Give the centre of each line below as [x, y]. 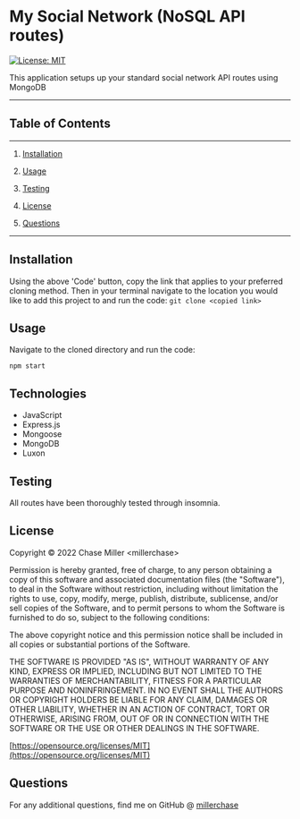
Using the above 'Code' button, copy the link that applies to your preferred [146, 281]
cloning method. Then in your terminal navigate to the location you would [144, 290]
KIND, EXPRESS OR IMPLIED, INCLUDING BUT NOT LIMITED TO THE [136, 671]
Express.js [41, 425]
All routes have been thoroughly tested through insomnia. [115, 503]
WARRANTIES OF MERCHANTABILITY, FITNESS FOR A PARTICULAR [135, 680]
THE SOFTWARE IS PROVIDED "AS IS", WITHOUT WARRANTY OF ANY [139, 661]
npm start [28, 366]
